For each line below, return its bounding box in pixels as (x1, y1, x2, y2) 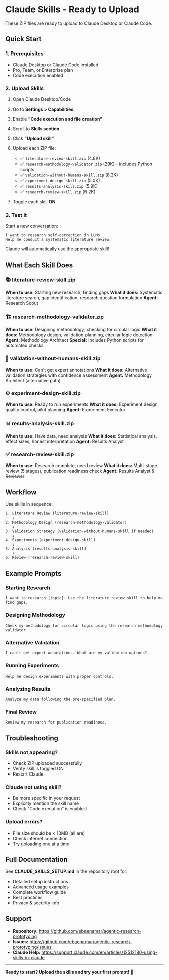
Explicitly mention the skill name (12, 800, 79, 806)
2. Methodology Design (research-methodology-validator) (5, 520, 127, 525)
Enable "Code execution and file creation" (12, 116, 103, 122)
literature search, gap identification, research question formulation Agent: (5, 294, 158, 301)
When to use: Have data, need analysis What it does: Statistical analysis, (5, 433, 157, 439)
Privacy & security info (12, 900, 59, 906)
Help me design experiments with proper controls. (5, 674, 114, 679)
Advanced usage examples (12, 884, 69, 890)
